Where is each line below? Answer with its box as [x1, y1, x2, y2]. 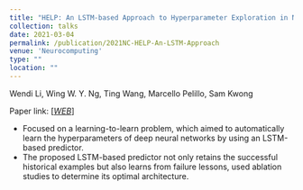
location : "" [9, 64, 59, 73]
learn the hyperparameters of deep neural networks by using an [22, 132, 261, 143]
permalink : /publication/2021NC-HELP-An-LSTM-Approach [9, 38, 220, 48]
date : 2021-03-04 [9, 30, 75, 39]
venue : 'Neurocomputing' [9, 47, 103, 56]
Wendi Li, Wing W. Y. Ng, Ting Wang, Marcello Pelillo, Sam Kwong [9, 87, 254, 99]
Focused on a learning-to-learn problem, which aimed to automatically [22, 122, 285, 133]
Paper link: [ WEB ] [9, 105, 75, 116]
